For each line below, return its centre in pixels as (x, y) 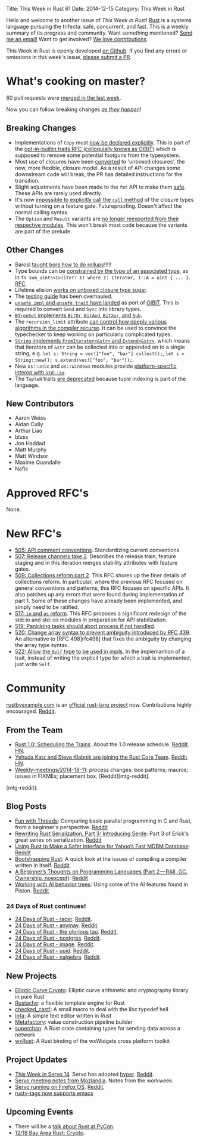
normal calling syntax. (42, 212)
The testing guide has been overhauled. (64, 296)
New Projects (32, 976)
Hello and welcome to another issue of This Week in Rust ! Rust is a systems (99, 20)
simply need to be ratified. (47, 607)
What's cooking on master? (76, 81)
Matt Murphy (31, 450)
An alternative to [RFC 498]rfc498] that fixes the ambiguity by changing (103, 639)
